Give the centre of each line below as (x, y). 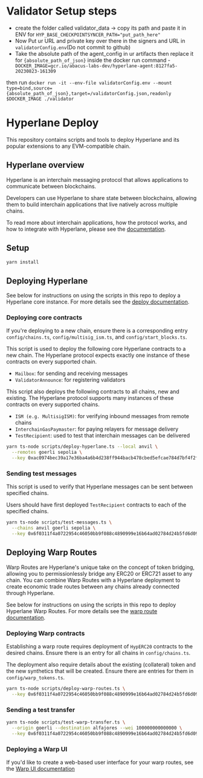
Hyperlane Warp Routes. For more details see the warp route (82, 611)
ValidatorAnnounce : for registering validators (70, 380)
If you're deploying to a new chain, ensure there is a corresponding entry (97, 331)
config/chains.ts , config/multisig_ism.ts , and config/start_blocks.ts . (97, 337)
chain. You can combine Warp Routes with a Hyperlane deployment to (93, 580)
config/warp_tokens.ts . (36, 677)
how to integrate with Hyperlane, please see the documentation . (86, 229)
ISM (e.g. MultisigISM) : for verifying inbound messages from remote (102, 416)
